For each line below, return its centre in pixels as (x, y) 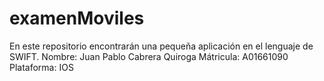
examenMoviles (77, 18)
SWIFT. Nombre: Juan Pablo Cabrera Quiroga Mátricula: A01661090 (149, 56)
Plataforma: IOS (41, 67)
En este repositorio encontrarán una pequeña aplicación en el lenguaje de (161, 46)
